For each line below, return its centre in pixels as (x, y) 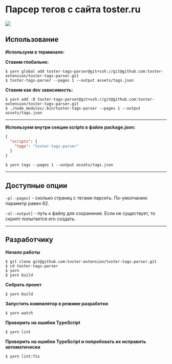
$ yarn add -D (20, 99)
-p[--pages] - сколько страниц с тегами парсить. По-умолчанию (76, 198)
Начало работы (23, 252)
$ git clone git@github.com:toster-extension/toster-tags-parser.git (81, 261)
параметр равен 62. (27, 203)
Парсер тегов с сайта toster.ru (73, 10)
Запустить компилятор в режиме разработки (57, 303)
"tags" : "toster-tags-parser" (47, 146)
